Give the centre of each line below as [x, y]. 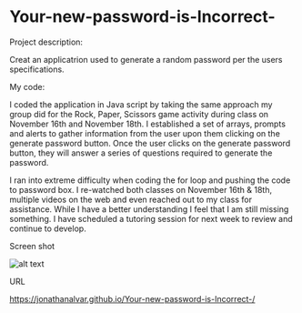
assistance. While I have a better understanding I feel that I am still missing [149, 209]
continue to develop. [48, 228]
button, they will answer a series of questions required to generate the [141, 153]
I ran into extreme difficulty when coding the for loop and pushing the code [150, 180]
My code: [27, 86]
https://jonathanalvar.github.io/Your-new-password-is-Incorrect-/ [132, 298]
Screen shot [32, 246]
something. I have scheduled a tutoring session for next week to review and [151, 218]
